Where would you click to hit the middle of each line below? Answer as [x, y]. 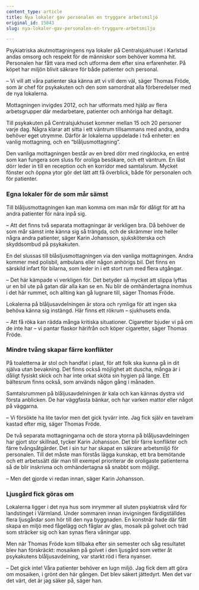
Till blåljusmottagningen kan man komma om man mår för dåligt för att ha [96, 207]
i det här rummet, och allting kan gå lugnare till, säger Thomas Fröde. [91, 292]
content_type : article [34, 12]
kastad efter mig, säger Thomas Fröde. [54, 424]
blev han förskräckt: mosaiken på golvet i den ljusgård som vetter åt [89, 550]
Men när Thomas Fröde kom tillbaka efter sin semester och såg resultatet [96, 544]
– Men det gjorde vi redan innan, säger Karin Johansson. [75, 478]
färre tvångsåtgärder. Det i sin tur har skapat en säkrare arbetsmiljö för [93, 448]
